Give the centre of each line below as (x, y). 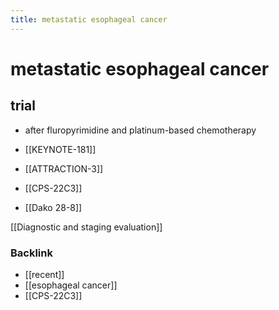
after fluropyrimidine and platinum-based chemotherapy (140, 130)
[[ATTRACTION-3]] (64, 168)
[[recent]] (44, 274)
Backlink (31, 253)
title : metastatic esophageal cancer (89, 19)
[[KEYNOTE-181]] (60, 149)
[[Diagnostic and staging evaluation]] (86, 227)
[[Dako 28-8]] (53, 207)
